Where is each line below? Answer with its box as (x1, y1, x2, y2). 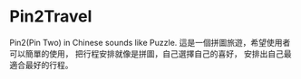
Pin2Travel (9, 6, 92, 27)
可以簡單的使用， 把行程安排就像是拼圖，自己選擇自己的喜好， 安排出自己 (9, 48, 284, 59)
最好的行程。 (24, 59, 73, 70)
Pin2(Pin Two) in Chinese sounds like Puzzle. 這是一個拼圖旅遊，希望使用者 (9, 37, 291, 48)
